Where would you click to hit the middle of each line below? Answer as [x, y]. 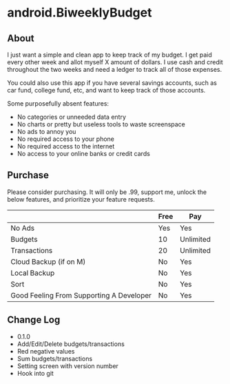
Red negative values [46, 351]
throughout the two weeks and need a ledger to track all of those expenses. [115, 69]
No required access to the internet [66, 146]
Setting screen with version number [68, 366]
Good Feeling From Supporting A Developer [81, 295]
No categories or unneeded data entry [71, 117]
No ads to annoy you [46, 132]
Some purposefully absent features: [58, 104]
